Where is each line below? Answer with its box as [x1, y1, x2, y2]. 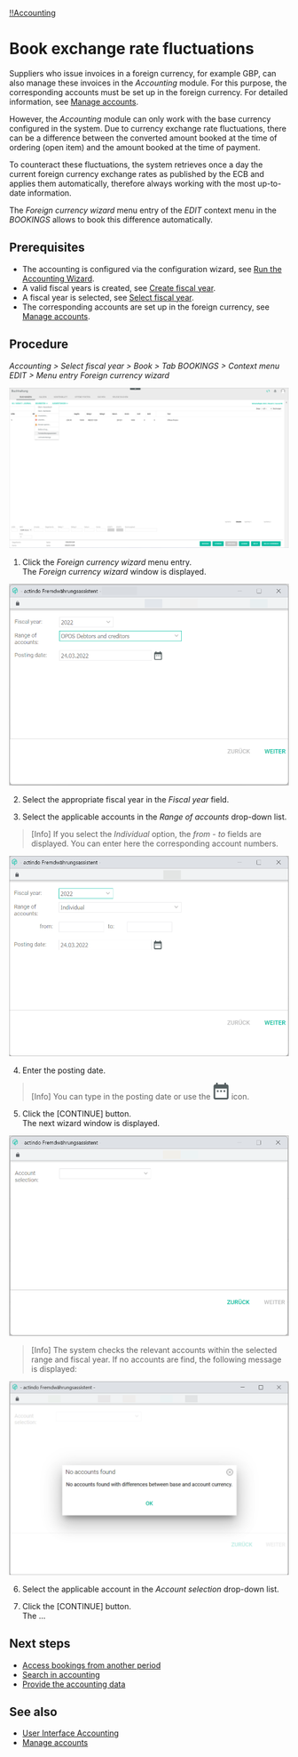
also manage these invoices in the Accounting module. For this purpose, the [9, 77, 287, 88]
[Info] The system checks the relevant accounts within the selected [30, 1345, 278, 1356]
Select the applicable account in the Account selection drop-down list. [21, 1584, 279, 1594]
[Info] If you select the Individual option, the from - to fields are [30, 829, 262, 840]
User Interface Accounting [21, 1728, 120, 1738]
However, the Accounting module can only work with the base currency [9, 113, 271, 124]
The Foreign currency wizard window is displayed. [21, 567, 207, 577]
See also [9, 1705, 58, 1720]
